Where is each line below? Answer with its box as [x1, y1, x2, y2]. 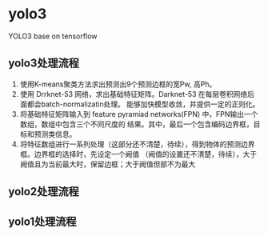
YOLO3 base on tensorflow [8, 31, 98, 41]
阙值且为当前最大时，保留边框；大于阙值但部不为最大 [19, 159, 196, 169]
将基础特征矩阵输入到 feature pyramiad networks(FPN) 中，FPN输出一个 [19, 109, 258, 118]
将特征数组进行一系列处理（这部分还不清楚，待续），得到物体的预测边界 [19, 139, 255, 149]
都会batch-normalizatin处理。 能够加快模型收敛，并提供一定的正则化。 [26, 99, 260, 109]
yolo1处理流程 [8, 214, 78, 228]
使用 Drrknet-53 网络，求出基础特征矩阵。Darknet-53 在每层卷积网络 [19, 89, 248, 98]
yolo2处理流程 [8, 185, 79, 198]
